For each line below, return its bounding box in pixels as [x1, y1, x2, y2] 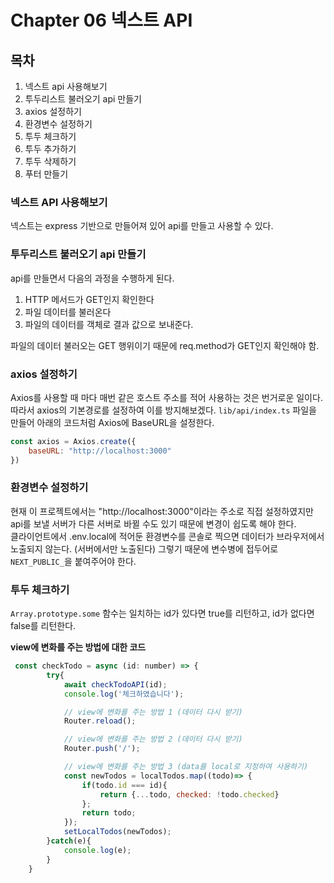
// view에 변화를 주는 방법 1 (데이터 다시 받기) [63, 707, 243, 717]
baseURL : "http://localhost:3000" [28, 446, 172, 456]
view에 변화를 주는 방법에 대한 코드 [10, 641, 147, 653]
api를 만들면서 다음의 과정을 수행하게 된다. [10, 272, 175, 284]
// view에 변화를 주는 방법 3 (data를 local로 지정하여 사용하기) [63, 762, 309, 772]
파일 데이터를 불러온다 [24, 306, 112, 318]
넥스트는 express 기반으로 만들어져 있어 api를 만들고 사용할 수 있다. [10, 220, 274, 232]
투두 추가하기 [24, 143, 77, 155]
